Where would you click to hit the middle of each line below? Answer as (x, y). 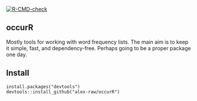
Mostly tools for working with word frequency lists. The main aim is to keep (97, 42)
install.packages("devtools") (43, 87)
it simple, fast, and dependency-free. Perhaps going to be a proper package (98, 48)
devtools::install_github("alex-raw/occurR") (63, 92)
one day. (17, 54)
